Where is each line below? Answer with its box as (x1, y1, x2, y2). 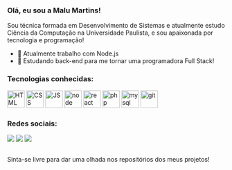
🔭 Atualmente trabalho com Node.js (17, 49, 119, 58)
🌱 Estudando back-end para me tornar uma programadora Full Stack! (17, 57, 215, 65)
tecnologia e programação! (7, 36, 84, 44)
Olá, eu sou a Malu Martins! (7, 6, 102, 15)
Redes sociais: (7, 119, 57, 128)
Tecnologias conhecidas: (7, 74, 94, 84)
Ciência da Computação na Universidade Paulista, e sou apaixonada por (7, 28, 213, 37)
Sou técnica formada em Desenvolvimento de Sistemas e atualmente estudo (7, 22, 225, 30)
